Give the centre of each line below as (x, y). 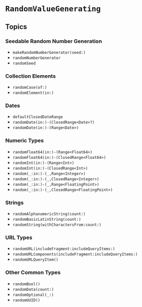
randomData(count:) (33, 289)
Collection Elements (30, 76)
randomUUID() (26, 300)
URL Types (19, 237)
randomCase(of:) (30, 88)
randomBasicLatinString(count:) (47, 220)
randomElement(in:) (33, 93)
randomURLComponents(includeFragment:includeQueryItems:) (75, 254)
